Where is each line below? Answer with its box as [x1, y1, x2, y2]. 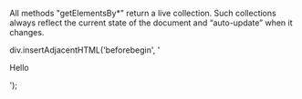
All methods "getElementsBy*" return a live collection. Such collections [9, 8, 276, 18]
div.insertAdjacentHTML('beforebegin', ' [9, 45, 161, 55]
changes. [9, 27, 45, 37]
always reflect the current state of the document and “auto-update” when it [9, 17, 294, 28]
